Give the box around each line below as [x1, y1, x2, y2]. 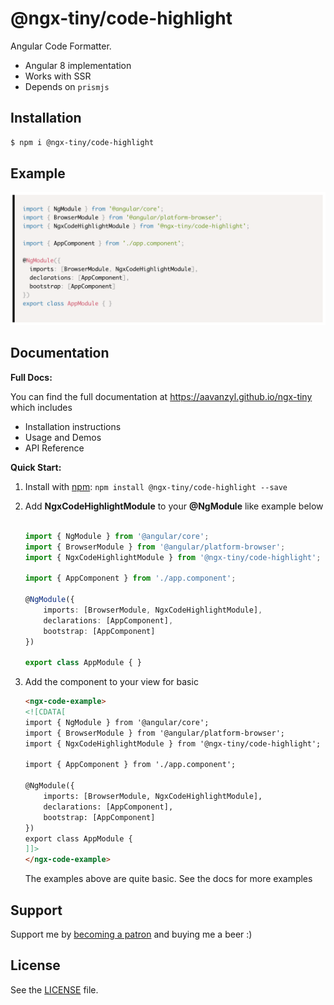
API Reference [24, 442, 85, 454]
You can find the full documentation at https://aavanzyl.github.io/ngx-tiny [10, 390, 313, 402]
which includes [10, 401, 73, 413]
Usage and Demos [24, 431, 102, 443]
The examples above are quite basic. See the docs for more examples [24, 873, 313, 885]
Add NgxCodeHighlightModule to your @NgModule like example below [24, 500, 324, 512]
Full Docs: [10, 371, 53, 383]
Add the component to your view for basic [24, 676, 199, 688]
